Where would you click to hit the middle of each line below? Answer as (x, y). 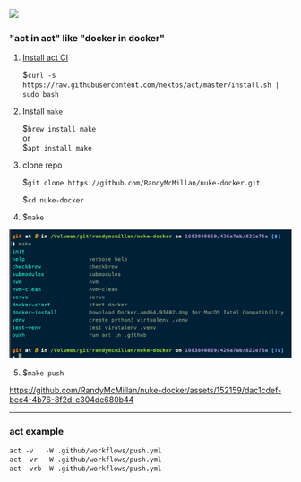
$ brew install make (59, 129)
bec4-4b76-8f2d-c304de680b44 (72, 400)
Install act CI (45, 57)
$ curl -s (39, 75)
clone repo (42, 165)
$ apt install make (57, 148)
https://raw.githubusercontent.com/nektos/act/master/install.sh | (150, 85)
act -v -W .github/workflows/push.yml (86, 451)
